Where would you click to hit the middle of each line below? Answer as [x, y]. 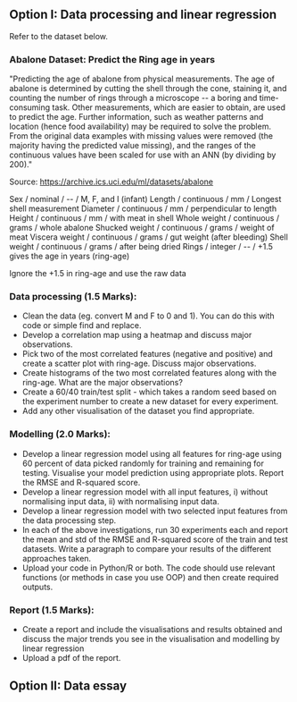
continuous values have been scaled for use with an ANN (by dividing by [143, 155]
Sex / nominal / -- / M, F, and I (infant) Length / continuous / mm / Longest [145, 199]
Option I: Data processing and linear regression [143, 15]
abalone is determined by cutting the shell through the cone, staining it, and [148, 89]
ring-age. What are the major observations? [102, 383]
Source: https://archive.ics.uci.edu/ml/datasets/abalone [111, 182]
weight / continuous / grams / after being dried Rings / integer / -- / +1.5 [141, 247]
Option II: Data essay [68, 686]
